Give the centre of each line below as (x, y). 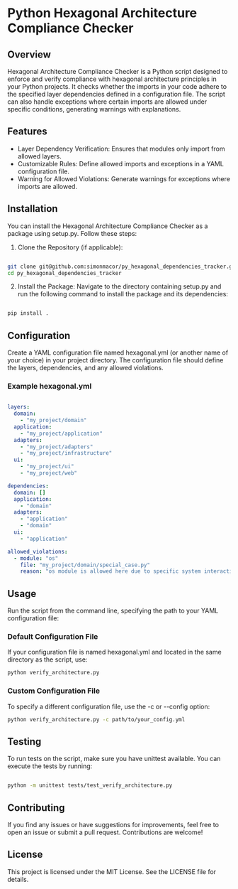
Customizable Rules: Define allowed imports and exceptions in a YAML (121, 163)
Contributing (36, 808)
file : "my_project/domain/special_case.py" (85, 565)
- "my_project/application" (61, 433)
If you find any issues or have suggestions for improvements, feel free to (113, 825)
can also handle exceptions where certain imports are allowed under (107, 102)
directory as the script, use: (47, 659)
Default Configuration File (53, 637)
